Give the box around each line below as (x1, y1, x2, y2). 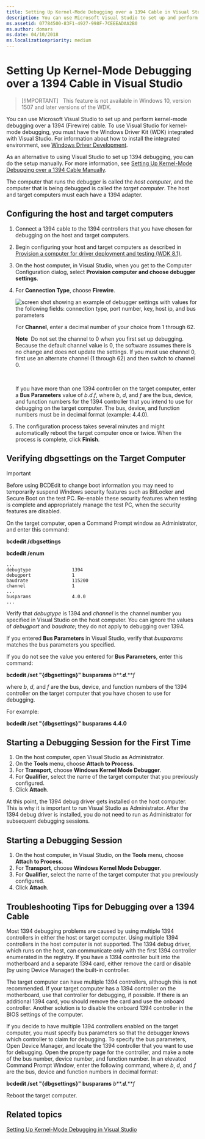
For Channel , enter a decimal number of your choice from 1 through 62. (15, 323, 195, 330)
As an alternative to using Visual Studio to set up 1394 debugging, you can (6, 153, 194, 160)
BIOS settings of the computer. (6, 1011, 84, 1018)
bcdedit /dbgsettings (6, 538, 61, 545)
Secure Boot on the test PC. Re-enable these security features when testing (6, 494, 197, 502)
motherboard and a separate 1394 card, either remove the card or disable (6, 960, 192, 967)
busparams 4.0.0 (6, 593, 86, 599)
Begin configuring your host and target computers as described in (15, 243, 182, 251)
